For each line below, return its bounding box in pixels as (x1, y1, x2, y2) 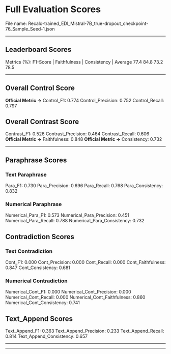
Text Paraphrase (5, 171, 47, 178)
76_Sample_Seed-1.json (5, 25, 55, 32)
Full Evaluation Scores (5, 4, 101, 15)
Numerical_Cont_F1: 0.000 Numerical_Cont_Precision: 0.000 (5, 289, 131, 295)
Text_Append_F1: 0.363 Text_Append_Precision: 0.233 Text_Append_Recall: (5, 328, 164, 334)
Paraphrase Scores (5, 156, 67, 164)
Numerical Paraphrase (5, 200, 62, 208)
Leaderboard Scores (5, 45, 72, 54)
